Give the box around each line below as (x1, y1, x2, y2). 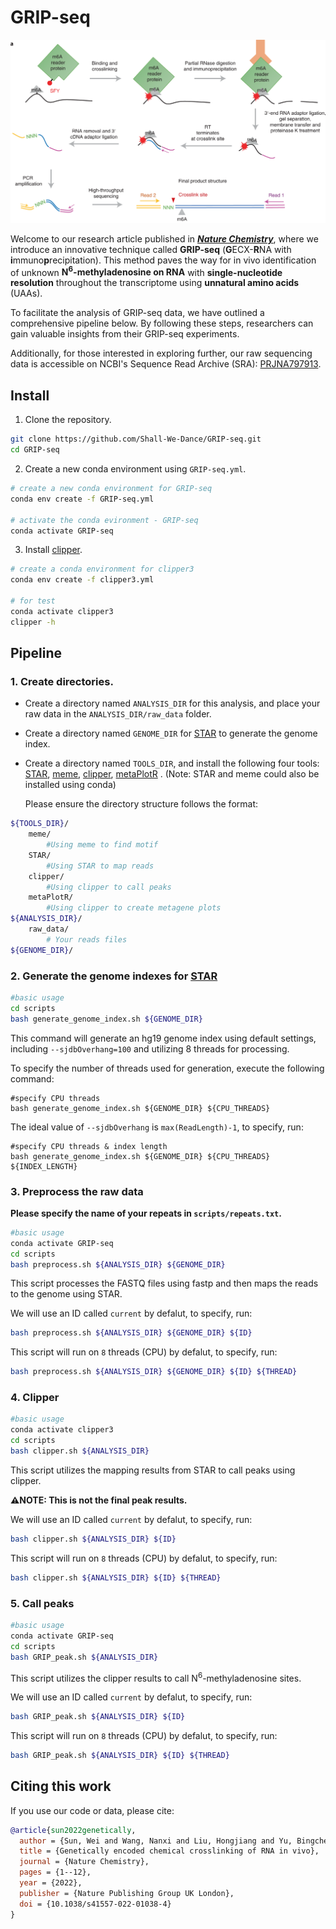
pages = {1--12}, (19, 1867, 92, 1878)
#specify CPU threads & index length (10, 1141, 168, 1151)
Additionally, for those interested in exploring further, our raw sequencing (10, 347, 313, 360)
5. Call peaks (10, 1596, 75, 1610)
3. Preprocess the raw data (10, 1184, 144, 1198)
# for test (10, 596, 56, 606)
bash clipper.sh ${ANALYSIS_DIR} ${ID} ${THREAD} (10, 1572, 222, 1583)
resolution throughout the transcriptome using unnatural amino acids (10, 277, 300, 289)
